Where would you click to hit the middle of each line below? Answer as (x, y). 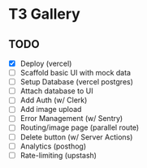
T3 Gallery (45, 14)
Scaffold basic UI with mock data (76, 73)
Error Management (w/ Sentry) (71, 118)
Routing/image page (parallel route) (80, 127)
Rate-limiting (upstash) (58, 155)
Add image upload (51, 110)
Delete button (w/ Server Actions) (76, 137)
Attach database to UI (56, 91)
